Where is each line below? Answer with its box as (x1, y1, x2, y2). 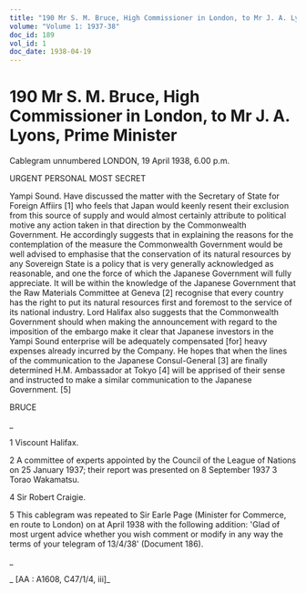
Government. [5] (9, 384, 71, 395)
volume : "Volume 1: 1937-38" (9, 22, 120, 31)
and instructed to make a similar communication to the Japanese (9, 374, 252, 385)
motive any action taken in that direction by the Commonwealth (9, 220, 248, 230)
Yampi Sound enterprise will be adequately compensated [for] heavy (9, 336, 268, 347)
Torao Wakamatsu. (9, 475, 80, 486)
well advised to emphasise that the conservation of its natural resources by (9, 249, 291, 260)
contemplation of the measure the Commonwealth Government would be (9, 239, 283, 250)
